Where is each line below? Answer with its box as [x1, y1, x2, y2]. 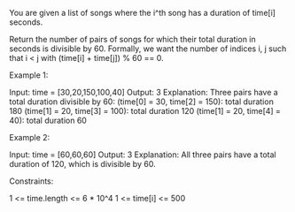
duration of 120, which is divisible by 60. [9, 159, 157, 169]
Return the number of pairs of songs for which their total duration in [9, 34, 257, 44]
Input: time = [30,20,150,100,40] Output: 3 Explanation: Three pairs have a [9, 87, 279, 97]
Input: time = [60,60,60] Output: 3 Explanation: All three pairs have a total [9, 149, 276, 160]
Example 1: [9, 70, 49, 80]
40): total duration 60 [9, 115, 87, 125]
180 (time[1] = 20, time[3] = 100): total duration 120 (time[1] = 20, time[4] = [9, 106, 282, 116]
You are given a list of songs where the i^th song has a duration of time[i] [9, 8, 276, 18]
